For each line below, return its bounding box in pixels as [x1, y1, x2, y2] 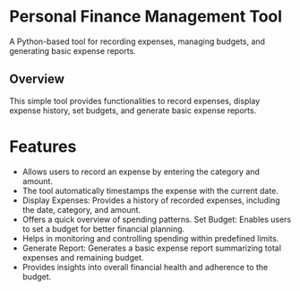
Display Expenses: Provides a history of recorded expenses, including [21, 195, 280, 206]
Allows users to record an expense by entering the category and [21, 166, 260, 177]
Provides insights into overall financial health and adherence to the [21, 261, 269, 272]
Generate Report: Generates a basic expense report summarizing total [21, 242, 282, 253]
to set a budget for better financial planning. [21, 223, 185, 234]
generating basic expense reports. [9, 45, 136, 56]
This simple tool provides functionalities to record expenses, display [9, 95, 261, 106]
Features [9, 137, 77, 156]
